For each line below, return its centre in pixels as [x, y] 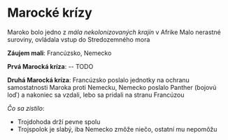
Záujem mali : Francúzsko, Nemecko [59, 53]
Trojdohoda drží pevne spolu [59, 122]
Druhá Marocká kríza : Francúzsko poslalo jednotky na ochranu [99, 80]
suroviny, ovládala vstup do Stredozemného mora [79, 39]
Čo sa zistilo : [26, 108]
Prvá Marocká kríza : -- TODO [50, 66]
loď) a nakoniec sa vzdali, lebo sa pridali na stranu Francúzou [96, 95]
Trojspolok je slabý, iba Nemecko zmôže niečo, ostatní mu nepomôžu [117, 129]
